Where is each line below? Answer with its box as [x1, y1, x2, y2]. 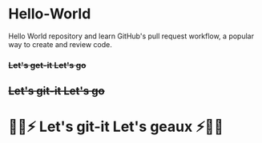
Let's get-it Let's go [8, 59, 87, 70]
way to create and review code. [8, 39, 112, 49]
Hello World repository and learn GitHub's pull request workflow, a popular [8, 31, 255, 41]
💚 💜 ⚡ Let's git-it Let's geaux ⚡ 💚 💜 [8, 117, 224, 136]
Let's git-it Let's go [8, 85, 106, 98]
